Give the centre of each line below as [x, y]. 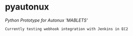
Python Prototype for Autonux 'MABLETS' [47, 20]
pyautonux [27, 7]
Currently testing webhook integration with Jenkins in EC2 [67, 29]
